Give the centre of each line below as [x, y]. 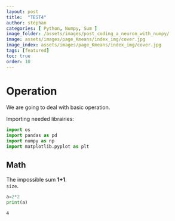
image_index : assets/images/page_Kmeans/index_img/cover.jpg [84, 45]
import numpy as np [30, 141]
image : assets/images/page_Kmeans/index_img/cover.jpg [76, 39]
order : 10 [19, 61]
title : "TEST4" [26, 17]
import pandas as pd [32, 136]
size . [13, 186]
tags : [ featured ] [28, 51]
